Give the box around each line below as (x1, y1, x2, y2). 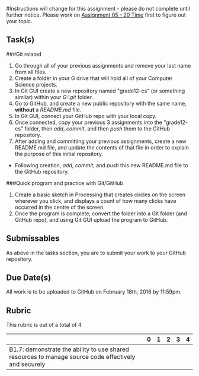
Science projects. (14, 81, 58, 88)
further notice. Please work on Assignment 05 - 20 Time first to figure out (6, 11, 187, 18)
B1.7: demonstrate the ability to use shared (9, 345, 129, 353)
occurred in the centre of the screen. (14, 203, 105, 211)
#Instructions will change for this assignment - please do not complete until (6, 5, 191, 12)
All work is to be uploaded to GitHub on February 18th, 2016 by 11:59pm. (6, 288, 182, 295)
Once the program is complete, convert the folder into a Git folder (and (14, 210, 188, 217)
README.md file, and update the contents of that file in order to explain (14, 144, 190, 151)
